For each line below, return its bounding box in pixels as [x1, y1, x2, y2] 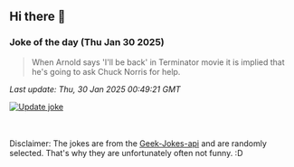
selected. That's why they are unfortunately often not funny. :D [9, 147, 243, 158]
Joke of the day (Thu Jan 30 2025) [9, 36, 165, 49]
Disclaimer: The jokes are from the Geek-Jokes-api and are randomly [9, 137, 267, 149]
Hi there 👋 [9, 9, 66, 24]
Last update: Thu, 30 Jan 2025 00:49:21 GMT [9, 83, 181, 95]
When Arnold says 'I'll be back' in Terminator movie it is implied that [31, 56, 285, 68]
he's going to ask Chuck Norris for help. [31, 66, 181, 77]
